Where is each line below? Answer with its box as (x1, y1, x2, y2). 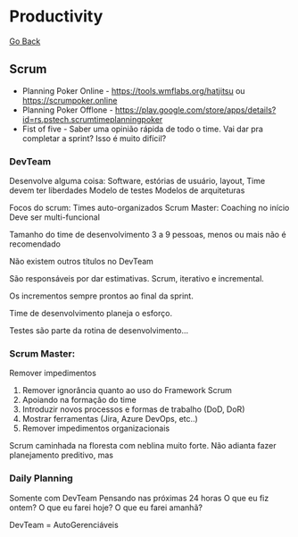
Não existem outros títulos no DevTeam (9, 256, 154, 267)
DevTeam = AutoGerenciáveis (9, 519, 119, 530)
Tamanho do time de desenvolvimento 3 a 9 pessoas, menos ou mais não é (9, 230, 287, 240)
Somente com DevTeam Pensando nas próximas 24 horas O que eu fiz (9, 492, 269, 503)
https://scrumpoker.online (21, 95, 118, 105)
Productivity (9, 6, 103, 27)
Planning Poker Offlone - (21, 105, 113, 115)
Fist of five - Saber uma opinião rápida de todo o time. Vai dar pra (21, 123, 263, 134)
